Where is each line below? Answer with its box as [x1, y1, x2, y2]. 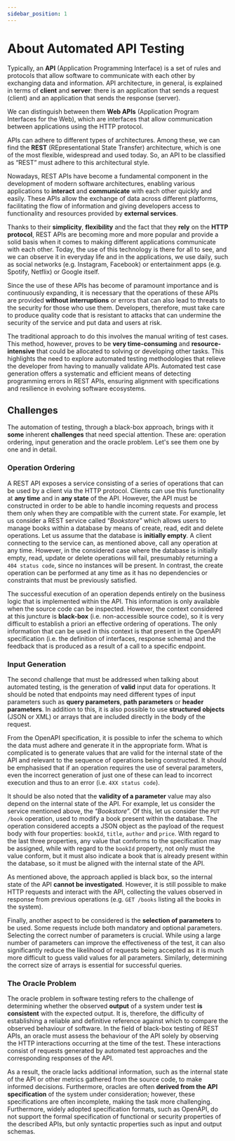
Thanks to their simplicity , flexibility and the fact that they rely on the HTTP [7, 223, 229, 231]
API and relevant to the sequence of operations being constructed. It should [7, 756, 227, 764]
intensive [7, 347, 35, 355]
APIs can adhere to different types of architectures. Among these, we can [7, 136, 220, 144]
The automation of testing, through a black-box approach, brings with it [7, 423, 214, 432]
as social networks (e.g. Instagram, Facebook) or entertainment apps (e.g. [7, 260, 222, 268]
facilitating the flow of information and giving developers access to [7, 202, 201, 210]
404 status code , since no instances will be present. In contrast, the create [7, 561, 223, 569]
